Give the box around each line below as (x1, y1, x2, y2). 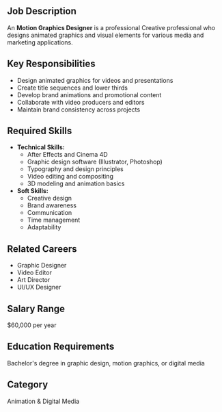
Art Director (16, 276, 51, 284)
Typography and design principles (27, 165, 124, 173)
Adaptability (27, 223, 61, 231)
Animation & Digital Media (7, 397, 80, 405)
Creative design (27, 194, 72, 203)
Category (7, 379, 48, 391)
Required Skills (7, 125, 72, 137)
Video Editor (16, 268, 53, 276)
